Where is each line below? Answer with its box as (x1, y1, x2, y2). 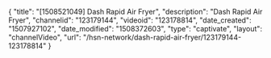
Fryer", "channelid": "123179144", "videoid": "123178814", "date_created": (8, 15, 252, 25)
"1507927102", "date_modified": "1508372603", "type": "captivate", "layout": (8, 24, 263, 33)
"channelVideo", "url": (8, 32, 82, 42)
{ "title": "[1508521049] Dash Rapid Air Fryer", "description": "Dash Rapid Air (8, 7, 263, 16)
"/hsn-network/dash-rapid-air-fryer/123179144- (83, 32, 242, 42)
